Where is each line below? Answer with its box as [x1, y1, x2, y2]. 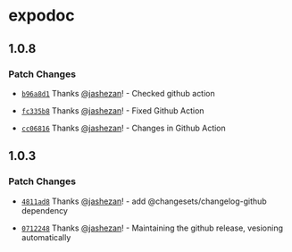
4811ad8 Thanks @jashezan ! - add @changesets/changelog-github [21, 196, 267, 206]
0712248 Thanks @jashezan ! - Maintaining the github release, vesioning [21, 223, 283, 233]
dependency [21, 205, 69, 215]
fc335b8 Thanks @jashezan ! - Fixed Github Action [21, 105, 204, 116]
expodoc [8, 5, 75, 26]
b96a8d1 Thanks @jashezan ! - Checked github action [21, 88, 215, 98]
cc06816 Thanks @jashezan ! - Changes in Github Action [21, 122, 227, 133]
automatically [21, 231, 71, 242]
